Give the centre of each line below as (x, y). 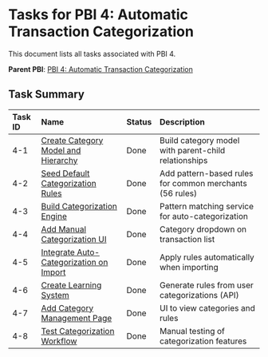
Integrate (58, 252)
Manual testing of (192, 331)
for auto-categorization (204, 216)
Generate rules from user (206, 285)
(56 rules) (178, 193)
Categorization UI (74, 239)
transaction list (187, 239)
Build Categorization (79, 206)
